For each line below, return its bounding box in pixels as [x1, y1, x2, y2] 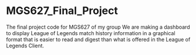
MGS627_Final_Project [6, 4, 119, 18]
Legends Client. [6, 42, 45, 49]
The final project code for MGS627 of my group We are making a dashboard [6, 23, 190, 30]
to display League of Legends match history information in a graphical [6, 29, 175, 36]
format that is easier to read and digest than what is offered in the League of [6, 36, 191, 43]
